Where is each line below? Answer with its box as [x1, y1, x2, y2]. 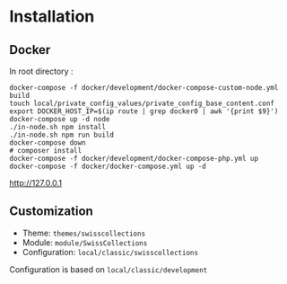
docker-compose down [9, 138, 87, 147]
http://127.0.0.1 [9, 178, 63, 188]
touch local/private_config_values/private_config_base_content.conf [9, 99, 275, 108]
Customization [9, 204, 94, 219]
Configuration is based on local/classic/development [9, 263, 208, 275]
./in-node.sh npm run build [9, 130, 115, 139]
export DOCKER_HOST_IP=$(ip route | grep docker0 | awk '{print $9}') [9, 107, 279, 116]
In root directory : [9, 66, 74, 76]
